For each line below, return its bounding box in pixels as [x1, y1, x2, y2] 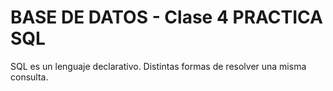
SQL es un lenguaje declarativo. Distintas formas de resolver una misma [10, 60, 307, 72]
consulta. [10, 71, 49, 83]
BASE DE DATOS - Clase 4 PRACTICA [10, 6, 323, 29]
